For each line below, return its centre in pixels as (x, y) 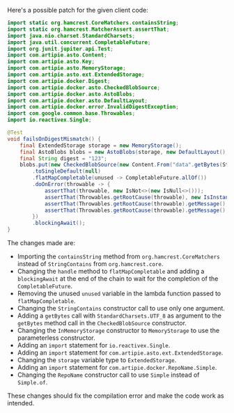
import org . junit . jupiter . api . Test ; (60, 49)
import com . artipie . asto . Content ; (57, 55)
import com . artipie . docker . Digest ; (59, 81)
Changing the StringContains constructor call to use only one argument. (121, 308)
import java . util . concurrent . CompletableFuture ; (79, 42)
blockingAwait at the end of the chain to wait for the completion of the (118, 279)
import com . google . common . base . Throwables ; (71, 114)
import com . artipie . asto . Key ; (51, 62)
